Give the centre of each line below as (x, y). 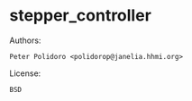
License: (25, 73)
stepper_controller (80, 16)
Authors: (25, 40)
